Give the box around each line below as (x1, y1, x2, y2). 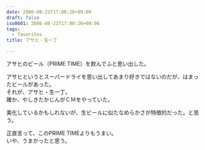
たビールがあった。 (6, 80, 55, 88)
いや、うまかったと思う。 (6, 137, 70, 144)
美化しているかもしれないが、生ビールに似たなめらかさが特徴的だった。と (6, 109, 194, 116)
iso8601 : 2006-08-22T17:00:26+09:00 (6, 20, 100, 26)
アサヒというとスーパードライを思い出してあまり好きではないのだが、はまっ (6, 73, 199, 80)
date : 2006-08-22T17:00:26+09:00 (6, 9, 92, 15)
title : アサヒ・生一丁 (6, 37, 58, 43)
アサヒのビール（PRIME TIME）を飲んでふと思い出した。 (6, 60, 150, 67)
